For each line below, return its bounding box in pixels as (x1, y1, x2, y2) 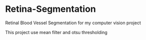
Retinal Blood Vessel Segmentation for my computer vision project (5, 20, 141, 26)
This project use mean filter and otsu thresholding (5, 29, 108, 35)
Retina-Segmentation (5, 3, 96, 15)
